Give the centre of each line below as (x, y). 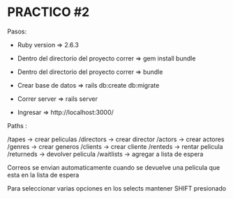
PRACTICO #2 (48, 12)
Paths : (17, 125)
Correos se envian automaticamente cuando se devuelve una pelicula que (114, 167)
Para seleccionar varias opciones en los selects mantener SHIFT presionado (117, 188)
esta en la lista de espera (43, 175)
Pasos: (17, 31)
